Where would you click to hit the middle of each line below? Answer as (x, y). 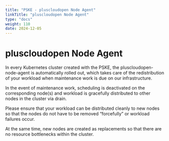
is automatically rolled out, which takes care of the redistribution (98, 73)
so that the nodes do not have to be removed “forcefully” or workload (77, 114)
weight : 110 (18, 24)
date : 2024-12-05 (23, 29)
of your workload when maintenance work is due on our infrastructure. (79, 78)
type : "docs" (19, 19)
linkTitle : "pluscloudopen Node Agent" (47, 15)
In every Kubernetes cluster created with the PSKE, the (62, 67)
